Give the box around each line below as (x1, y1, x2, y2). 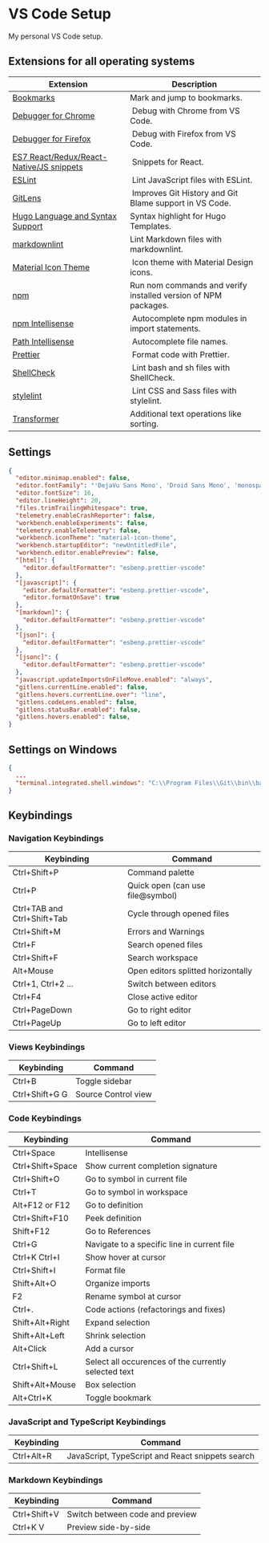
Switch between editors (126, 979, 217, 990)
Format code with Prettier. (131, 348, 230, 360)
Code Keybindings (8, 1113, 82, 1124)
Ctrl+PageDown (12, 1004, 73, 1016)
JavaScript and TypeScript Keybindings (8, 1416, 167, 1427)
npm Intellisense (12, 318, 74, 329)
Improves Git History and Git (131, 187, 239, 198)
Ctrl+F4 (12, 991, 42, 1003)
